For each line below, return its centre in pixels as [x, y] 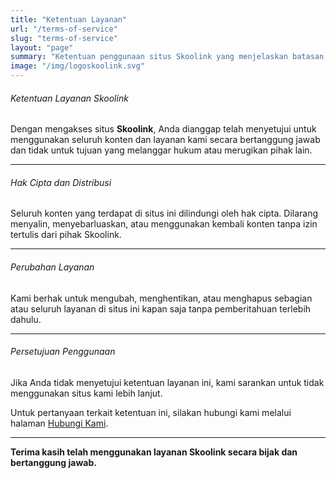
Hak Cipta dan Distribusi [61, 182]
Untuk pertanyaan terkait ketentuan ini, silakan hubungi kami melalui [151, 412]
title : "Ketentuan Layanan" [69, 19]
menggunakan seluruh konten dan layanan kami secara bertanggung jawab [165, 140]
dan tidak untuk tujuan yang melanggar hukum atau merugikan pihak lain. [161, 150]
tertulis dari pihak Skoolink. [66, 235]
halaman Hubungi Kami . [59, 423]
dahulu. [26, 319]
